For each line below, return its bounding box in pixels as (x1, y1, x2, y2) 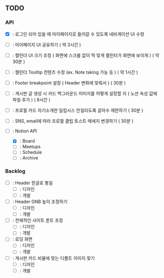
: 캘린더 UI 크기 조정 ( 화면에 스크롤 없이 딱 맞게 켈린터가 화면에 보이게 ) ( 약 (12, 52, 160, 58)
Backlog (5, 167, 26, 174)
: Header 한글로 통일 (12, 179, 53, 185)
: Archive (19, 155, 38, 161)
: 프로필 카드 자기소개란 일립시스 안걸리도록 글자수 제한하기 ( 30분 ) (12, 107, 144, 113)
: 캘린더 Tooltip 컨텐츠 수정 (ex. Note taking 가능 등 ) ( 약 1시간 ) (12, 69, 138, 75)
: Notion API (12, 128, 37, 134)
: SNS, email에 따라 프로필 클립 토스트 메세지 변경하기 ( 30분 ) (12, 118, 134, 124)
